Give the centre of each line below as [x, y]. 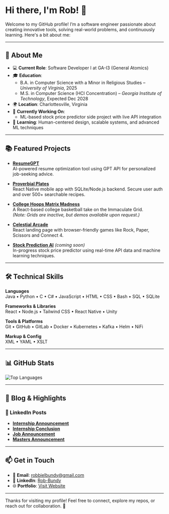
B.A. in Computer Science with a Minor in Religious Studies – [83, 82]
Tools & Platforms [24, 322]
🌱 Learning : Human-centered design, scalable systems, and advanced [86, 122]
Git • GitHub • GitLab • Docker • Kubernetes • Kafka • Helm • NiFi [74, 327]
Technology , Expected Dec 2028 [54, 98]
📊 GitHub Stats [30, 363]
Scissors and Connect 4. [38, 235]
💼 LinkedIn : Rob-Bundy [37, 480]
